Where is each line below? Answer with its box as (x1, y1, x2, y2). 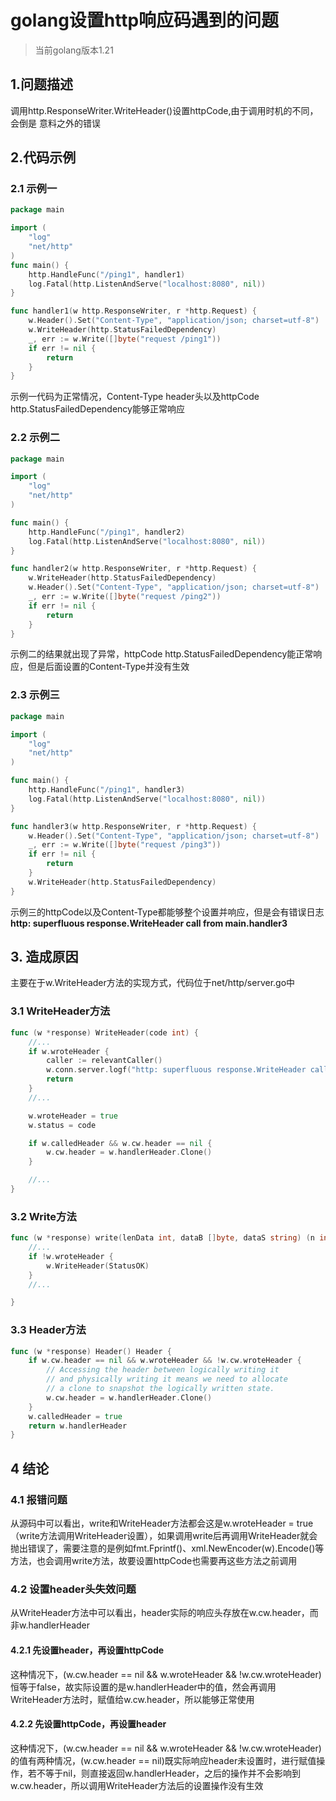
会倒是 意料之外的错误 (10, 117, 101, 129)
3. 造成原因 (10, 949, 79, 966)
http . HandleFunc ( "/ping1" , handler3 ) (28, 785, 186, 795)
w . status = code (28, 1120, 97, 1130)
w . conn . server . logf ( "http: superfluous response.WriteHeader (46, 1065, 307, 1075)
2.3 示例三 (10, 688, 60, 702)
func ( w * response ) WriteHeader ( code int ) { (10, 1027, 199, 1038)
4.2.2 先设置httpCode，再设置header (10, 1718, 167, 1730)
